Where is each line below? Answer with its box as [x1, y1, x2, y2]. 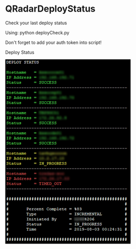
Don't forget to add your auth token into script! [5, 39, 102, 46]
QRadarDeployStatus [5, 3, 96, 15]
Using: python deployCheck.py [5, 29, 70, 35]
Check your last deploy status [5, 20, 67, 26]
